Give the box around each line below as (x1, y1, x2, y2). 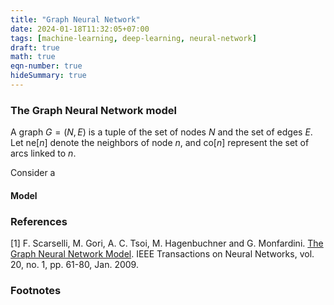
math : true (10, 52, 56, 62)
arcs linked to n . (10, 147, 77, 160)
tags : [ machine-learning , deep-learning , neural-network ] (10, 33, 257, 43)
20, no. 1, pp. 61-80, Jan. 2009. (10, 259, 139, 271)
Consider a (10, 167, 56, 179)
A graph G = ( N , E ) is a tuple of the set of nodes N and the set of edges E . (10, 126, 313, 138)
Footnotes (10, 283, 62, 297)
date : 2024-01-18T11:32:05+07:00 (10, 24, 150, 34)
